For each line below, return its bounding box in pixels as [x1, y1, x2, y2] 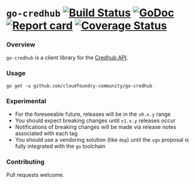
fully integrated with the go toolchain [14, 142, 106, 150]
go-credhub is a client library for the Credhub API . [6, 54, 129, 62]
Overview [6, 40, 36, 49]
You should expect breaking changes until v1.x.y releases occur [14, 117, 176, 124]
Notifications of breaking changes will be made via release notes [14, 124, 176, 131]
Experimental [6, 97, 46, 105]
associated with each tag [14, 130, 78, 137]
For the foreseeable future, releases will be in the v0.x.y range [14, 110, 171, 118]
